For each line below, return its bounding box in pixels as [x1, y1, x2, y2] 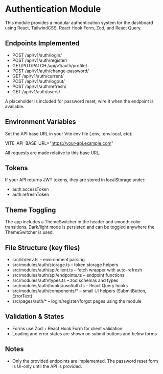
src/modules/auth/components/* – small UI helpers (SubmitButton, [12, 288, 147, 294]
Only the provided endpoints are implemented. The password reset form [12, 358, 158, 364]
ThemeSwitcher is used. [5, 229, 54, 235]
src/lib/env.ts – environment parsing [12, 257, 85, 262]
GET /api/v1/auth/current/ [12, 73, 64, 79]
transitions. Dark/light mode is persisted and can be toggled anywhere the [5, 224, 155, 230]
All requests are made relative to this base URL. [5, 150, 101, 156]
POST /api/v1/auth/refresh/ [12, 83, 67, 89]
